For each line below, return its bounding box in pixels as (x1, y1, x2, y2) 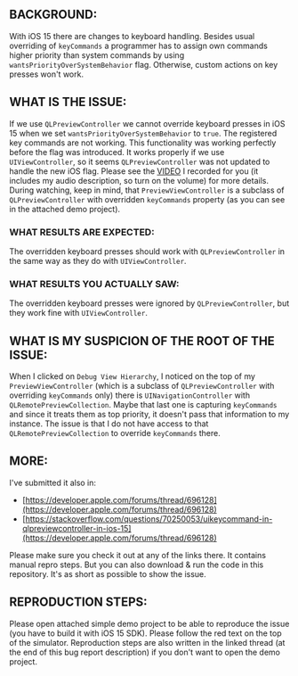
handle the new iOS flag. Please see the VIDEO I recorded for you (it (9, 165, 259, 177)
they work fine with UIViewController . (9, 308, 149, 318)
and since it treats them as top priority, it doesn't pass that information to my (9, 409, 290, 420)
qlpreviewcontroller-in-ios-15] (21, 523, 132, 533)
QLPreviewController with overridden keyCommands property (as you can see (9, 194, 286, 204)
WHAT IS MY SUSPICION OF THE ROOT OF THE (9, 334, 276, 349)
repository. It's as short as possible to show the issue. (9, 568, 206, 579)
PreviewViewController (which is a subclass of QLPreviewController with (9, 381, 275, 392)
